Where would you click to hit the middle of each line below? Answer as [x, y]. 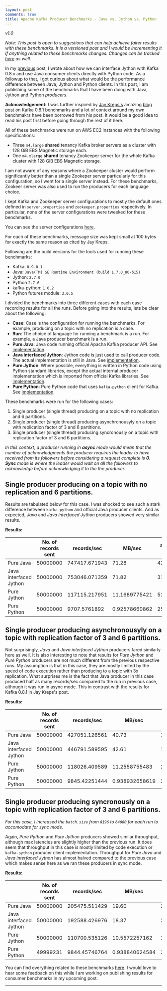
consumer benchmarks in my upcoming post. [51, 978]
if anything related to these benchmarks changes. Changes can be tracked [83, 53]
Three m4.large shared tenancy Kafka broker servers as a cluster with [84, 145]
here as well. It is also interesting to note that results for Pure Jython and [80, 655]
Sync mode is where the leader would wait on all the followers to [72, 463]
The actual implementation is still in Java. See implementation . [76, 360]
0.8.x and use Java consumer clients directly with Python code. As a [75, 74]
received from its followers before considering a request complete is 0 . [78, 458]
